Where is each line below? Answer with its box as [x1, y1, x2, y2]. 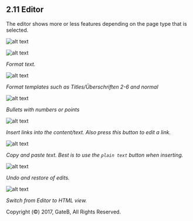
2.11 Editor [6, 5, 44, 15]
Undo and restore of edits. [6, 174, 70, 181]
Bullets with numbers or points [6, 106, 80, 113]
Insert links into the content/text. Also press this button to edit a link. [6, 128, 171, 135]
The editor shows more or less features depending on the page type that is [6, 20, 187, 27]
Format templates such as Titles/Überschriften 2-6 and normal [6, 83, 158, 90]
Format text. [6, 60, 36, 67]
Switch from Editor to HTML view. [6, 196, 87, 204]
